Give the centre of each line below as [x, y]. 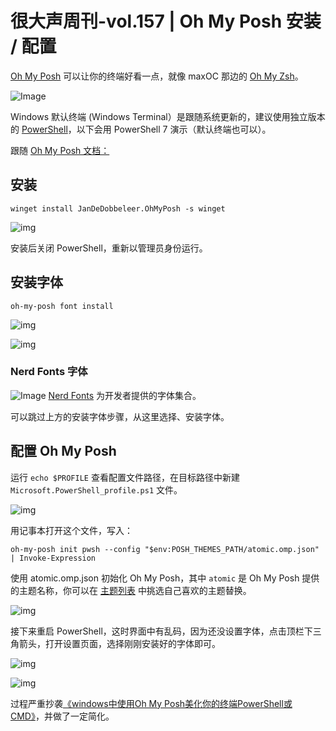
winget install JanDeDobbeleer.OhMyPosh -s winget [118, 208]
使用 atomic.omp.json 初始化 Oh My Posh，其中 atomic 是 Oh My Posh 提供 [165, 578]
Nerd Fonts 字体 [49, 372]
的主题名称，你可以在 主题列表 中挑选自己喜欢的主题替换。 [131, 590]
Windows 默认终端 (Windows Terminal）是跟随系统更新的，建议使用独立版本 [168, 116]
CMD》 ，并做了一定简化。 [62, 716]
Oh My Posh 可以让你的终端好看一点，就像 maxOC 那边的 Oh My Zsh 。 [157, 76]
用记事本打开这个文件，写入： [71, 530]
